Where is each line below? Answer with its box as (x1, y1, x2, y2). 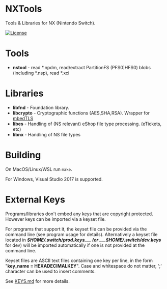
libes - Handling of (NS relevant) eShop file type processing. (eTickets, (12, 121, 162, 127)
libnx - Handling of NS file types (12, 131, 80, 137)
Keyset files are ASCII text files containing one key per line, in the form (5, 257, 153, 264)
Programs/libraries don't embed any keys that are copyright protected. (5, 211, 154, 217)
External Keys (5, 194, 65, 205)
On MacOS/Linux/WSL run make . (5, 166, 72, 172)
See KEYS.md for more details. (5, 278, 70, 284)
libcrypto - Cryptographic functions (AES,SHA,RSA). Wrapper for (12, 110, 150, 116)
